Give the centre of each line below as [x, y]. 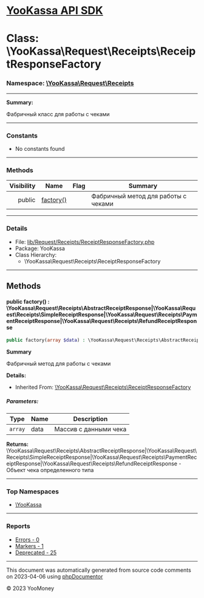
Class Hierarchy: [36, 255]
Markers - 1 [29, 546]
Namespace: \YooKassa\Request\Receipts [70, 83]
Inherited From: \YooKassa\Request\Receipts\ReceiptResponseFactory [103, 388]
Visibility [22, 186]
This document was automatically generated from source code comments [99, 570]
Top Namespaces [33, 492]
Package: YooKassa [40, 248]
